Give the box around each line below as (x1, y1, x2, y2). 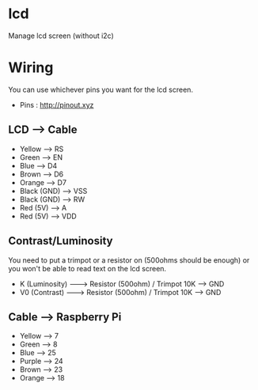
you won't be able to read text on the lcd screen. (8, 263, 167, 273)
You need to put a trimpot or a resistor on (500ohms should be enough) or (8, 255, 250, 265)
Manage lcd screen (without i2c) (8, 31, 115, 40)
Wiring (8, 59, 54, 77)
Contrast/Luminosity (8, 234, 113, 248)
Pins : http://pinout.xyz (19, 100, 94, 109)
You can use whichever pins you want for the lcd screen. (8, 85, 194, 94)
